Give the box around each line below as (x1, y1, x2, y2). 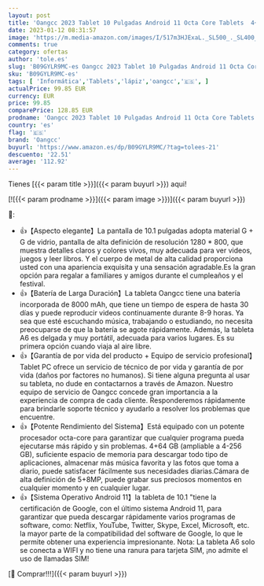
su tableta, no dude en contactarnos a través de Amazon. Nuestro (19, 379, 233, 389)
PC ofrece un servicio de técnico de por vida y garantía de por (42, 363, 244, 372)
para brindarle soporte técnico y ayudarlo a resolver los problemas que (19, 404, 251, 414)
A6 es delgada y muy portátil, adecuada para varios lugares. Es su (19, 334, 234, 343)
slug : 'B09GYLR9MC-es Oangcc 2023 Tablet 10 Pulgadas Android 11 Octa (8, 63, 244, 71)
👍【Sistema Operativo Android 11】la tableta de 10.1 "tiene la (19, 492, 217, 502)
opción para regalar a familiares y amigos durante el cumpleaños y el (19, 271, 244, 280)
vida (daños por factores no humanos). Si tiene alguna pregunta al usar (19, 370, 250, 380)
